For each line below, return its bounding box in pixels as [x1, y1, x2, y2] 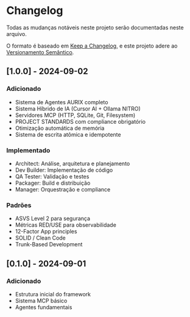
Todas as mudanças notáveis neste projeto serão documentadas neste [6, 24, 184, 31]
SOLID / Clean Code [15, 234, 66, 241]
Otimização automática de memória [15, 124, 105, 132]
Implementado [6, 146, 51, 154]
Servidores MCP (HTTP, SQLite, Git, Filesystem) [15, 111, 136, 119]
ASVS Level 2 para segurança [15, 215, 90, 223]
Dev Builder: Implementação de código [15, 166, 113, 174]
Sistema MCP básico [15, 297, 68, 304]
